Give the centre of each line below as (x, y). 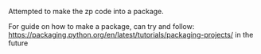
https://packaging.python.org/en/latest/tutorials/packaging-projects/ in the (131, 35)
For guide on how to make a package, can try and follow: (101, 26)
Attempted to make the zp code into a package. (86, 11)
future (18, 43)
